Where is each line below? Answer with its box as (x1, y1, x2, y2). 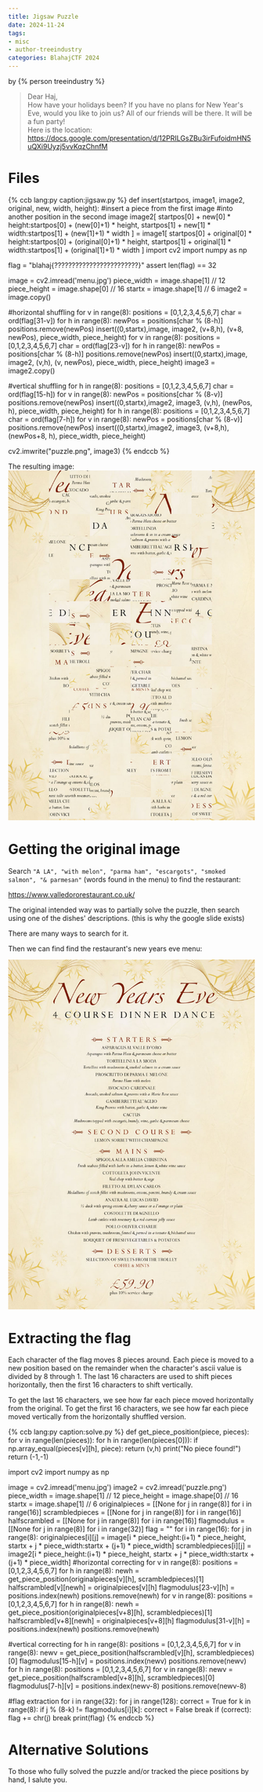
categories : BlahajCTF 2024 (8, 54, 100, 62)
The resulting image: (8, 462, 74, 471)
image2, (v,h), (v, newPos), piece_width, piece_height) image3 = (8, 357, 215, 367)
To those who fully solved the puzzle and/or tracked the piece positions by (8, 1767, 249, 1776)
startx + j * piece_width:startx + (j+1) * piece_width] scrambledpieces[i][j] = (8, 1541, 252, 1550)
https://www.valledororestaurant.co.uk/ (8, 889, 135, 899)
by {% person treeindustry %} (8, 77, 106, 86)
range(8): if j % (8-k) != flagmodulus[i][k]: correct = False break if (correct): (8, 1705, 252, 1714)
